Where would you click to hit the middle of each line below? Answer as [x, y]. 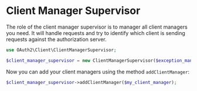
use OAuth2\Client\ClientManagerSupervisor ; [61, 50]
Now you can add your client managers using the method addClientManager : [98, 72]
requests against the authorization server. [56, 39]
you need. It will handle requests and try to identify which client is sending [96, 33]
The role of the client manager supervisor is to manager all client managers [97, 27]
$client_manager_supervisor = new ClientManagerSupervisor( [81, 60]
